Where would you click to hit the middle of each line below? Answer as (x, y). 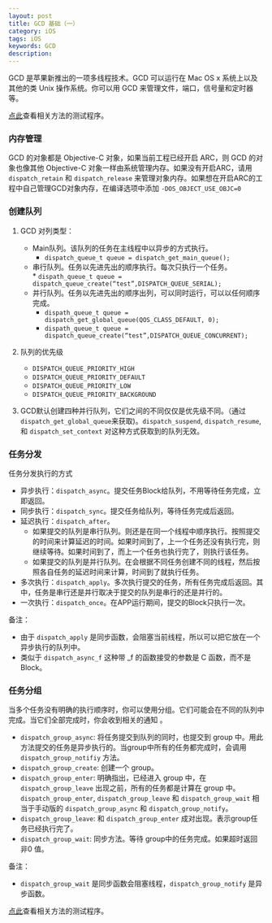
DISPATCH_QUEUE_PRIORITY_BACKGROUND (94, 394)
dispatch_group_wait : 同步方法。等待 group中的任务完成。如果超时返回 (139, 839)
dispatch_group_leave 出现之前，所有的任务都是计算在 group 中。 (130, 788)
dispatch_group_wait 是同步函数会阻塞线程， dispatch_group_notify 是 (138, 884)
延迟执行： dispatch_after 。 (67, 520)
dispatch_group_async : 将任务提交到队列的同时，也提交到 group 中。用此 (142, 738)
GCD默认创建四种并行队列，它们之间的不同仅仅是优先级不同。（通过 (133, 411)
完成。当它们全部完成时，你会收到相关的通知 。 (88, 720)
